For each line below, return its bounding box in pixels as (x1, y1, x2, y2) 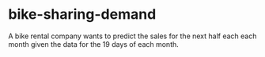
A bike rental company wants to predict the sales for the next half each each (8, 31, 257, 41)
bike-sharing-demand (8, 5, 157, 23)
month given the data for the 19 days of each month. (8, 39, 180, 48)
